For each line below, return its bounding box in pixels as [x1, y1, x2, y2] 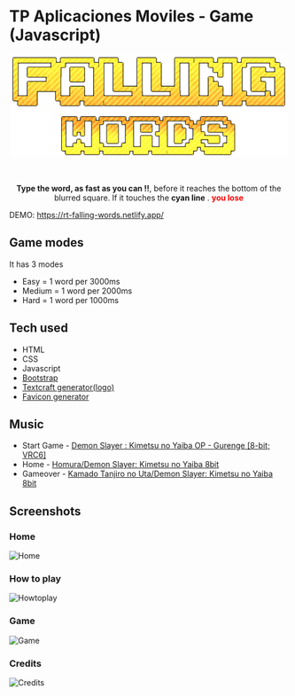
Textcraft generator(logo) [21, 381, 115, 392]
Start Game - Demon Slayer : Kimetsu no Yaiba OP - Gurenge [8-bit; [21, 441, 270, 451]
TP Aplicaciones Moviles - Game [9, 6, 254, 27]
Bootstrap [21, 372, 58, 383]
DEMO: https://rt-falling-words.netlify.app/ [9, 209, 164, 220]
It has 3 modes [9, 259, 64, 270]
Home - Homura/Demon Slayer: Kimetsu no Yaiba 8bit [21, 459, 220, 470]
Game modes [9, 235, 84, 250]
